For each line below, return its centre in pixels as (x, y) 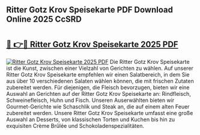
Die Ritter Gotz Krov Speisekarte (150, 62)
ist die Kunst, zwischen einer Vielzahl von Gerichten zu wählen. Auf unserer (100, 68)
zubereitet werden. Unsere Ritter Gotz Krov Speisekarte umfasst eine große (100, 113)
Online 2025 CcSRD (44, 20)
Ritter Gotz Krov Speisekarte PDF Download (89, 10)
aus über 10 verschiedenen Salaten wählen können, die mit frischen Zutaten (100, 81)
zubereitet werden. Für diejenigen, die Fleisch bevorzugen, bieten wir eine (98, 87)
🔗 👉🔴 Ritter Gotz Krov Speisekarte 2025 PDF (92, 44)
